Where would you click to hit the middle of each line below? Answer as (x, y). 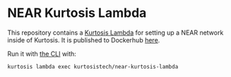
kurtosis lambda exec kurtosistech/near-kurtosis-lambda (93, 66)
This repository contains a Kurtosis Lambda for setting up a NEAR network (115, 32)
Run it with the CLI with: (42, 54)
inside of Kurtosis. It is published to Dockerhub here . (84, 40)
